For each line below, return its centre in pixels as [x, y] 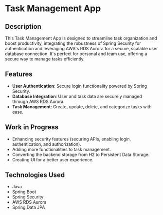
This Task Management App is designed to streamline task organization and [81, 38]
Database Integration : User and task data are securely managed [77, 96]
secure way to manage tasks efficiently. [45, 59]
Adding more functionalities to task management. [61, 149]
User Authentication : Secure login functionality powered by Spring [80, 86]
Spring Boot [24, 192]
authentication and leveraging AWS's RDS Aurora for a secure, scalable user [81, 49]
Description [23, 27]
